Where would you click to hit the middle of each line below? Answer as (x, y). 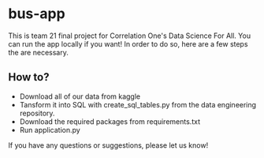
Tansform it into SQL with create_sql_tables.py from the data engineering (138, 104)
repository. (37, 113)
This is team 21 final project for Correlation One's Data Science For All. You (129, 36)
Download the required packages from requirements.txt (110, 121)
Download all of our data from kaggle (80, 96)
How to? (29, 77)
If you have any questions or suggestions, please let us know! (108, 145)
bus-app (37, 14)
